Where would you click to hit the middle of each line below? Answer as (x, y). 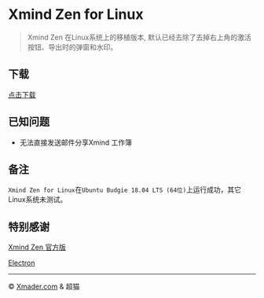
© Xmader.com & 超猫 (44, 287)
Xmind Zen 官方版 (37, 247)
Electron (22, 263)
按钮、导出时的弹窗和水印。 (72, 47)
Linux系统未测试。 (38, 200)
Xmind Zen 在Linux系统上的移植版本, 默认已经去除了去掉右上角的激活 (139, 37)
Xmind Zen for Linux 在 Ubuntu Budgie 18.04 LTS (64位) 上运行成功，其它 (125, 189)
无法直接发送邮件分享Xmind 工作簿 (75, 142)
